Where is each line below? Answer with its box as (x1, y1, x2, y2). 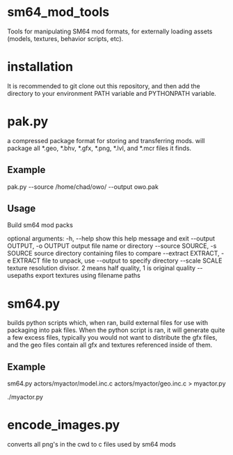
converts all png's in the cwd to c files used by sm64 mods (7, 440, 176, 449)
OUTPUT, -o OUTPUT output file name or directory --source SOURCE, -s (7, 242, 217, 250)
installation (7, 59, 74, 75)
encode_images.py (7, 417, 120, 433)
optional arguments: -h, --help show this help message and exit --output (7, 234, 216, 243)
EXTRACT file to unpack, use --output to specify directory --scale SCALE (13, 256, 223, 265)
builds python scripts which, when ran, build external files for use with (7, 319, 209, 327)
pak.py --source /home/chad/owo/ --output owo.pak (7, 182, 159, 191)
